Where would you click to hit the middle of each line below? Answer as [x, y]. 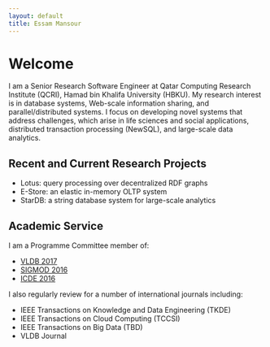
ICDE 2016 [37, 279]
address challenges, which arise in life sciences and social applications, [129, 121]
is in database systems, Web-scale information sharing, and [109, 103]
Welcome [41, 64]
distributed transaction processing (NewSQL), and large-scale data [121, 129]
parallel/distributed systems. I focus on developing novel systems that [126, 112]
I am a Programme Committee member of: [79, 245]
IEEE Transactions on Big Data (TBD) [82, 327]
